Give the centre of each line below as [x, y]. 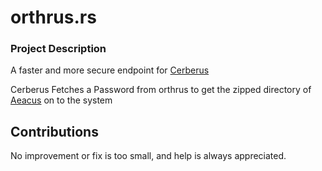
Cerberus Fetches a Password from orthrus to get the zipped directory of [161, 90]
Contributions [54, 131]
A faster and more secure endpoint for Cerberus [110, 70]
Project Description [58, 49]
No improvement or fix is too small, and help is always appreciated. [148, 156]
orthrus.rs [53, 17]
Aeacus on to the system [61, 100]
